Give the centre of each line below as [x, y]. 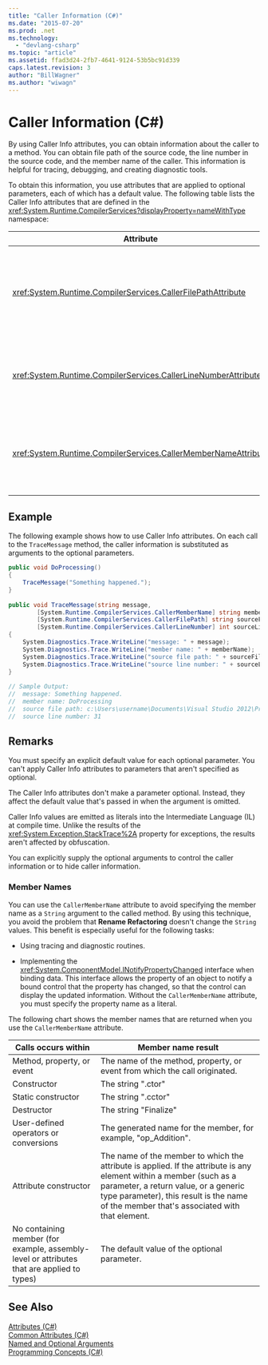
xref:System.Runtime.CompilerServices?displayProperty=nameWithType [127, 211]
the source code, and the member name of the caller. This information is [127, 162]
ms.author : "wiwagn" [43, 82]
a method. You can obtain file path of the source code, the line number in [128, 153]
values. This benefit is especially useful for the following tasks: [111, 930]
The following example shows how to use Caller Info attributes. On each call [133, 536]
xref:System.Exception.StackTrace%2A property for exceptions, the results [132, 834]
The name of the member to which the [172, 1155]
